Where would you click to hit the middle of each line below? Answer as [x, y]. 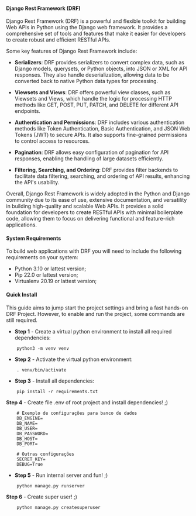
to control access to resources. [52, 141]
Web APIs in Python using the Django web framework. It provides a [87, 27]
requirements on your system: [42, 257]
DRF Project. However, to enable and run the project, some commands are [96, 314]
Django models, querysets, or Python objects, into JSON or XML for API [101, 69]
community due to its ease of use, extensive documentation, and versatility [97, 200]
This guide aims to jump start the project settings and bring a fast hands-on [97, 308]
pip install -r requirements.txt [57, 391]
